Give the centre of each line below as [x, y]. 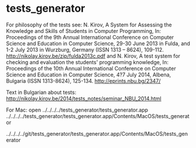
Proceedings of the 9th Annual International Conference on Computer [90, 37]
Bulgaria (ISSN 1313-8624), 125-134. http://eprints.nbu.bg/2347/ [83, 80]
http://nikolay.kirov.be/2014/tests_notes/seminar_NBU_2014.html [84, 98]
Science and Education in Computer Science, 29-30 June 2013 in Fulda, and [98, 43]
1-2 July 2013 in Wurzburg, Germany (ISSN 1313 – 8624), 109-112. [85, 49]
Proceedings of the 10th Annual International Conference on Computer [91, 68]
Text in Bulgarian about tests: [41, 92]
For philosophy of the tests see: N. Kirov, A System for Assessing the [89, 25]
